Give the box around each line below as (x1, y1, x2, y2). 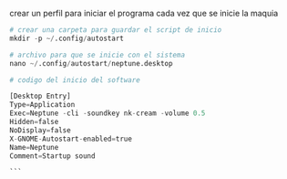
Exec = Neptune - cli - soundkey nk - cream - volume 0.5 (9, 109, 206, 118)
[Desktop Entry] (9, 91, 71, 101)
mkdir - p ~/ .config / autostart (9, 34, 125, 43)
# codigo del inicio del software (9, 75, 141, 85)
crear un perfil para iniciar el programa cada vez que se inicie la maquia (9, 8, 279, 18)
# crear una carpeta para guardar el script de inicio (9, 26, 222, 35)
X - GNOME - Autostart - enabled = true (9, 134, 132, 143)
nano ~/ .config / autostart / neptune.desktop (9, 58, 173, 68)
